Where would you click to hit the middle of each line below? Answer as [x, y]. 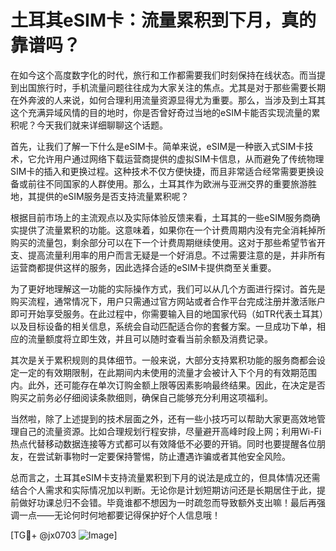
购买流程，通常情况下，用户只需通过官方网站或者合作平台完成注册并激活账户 [168, 301]
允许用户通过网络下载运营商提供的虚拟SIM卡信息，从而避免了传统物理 [180, 158]
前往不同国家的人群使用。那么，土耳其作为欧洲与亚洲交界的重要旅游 [167, 183]
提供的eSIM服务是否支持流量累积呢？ [113, 196]
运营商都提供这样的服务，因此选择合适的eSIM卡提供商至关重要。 [143, 267]
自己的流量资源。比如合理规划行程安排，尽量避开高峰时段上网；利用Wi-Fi [170, 431]
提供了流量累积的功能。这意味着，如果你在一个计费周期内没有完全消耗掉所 [172, 230]
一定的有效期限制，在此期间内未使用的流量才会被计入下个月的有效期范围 [167, 372]
